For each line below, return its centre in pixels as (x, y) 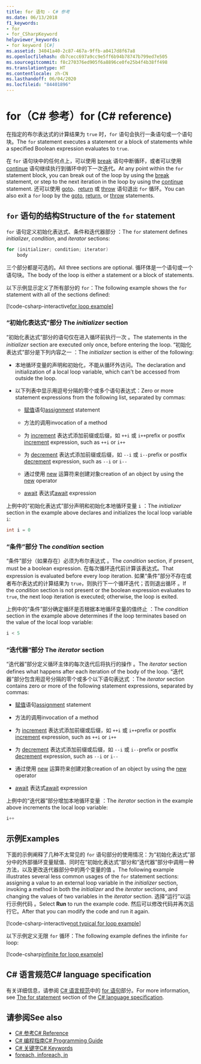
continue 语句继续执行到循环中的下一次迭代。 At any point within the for (95, 168)
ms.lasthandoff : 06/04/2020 (41, 79)
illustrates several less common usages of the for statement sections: (92, 876)
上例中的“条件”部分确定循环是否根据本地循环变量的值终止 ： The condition (97, 609)
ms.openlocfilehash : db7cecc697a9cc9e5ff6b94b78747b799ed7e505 (87, 57)
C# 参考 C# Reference (42, 1033)
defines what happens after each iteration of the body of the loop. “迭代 (95, 672)
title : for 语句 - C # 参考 (38, 12)
